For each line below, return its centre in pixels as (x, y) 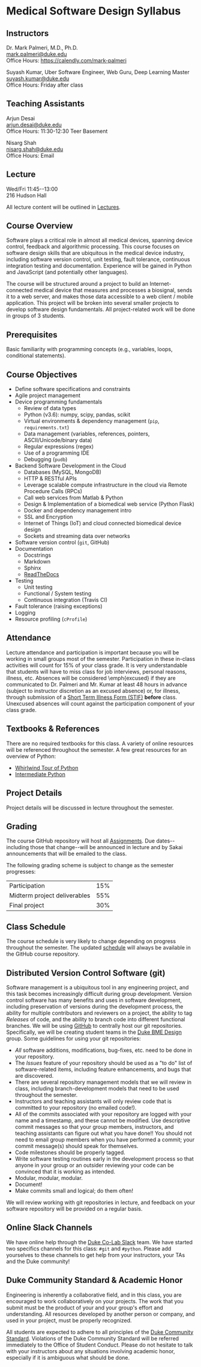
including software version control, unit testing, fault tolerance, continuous (98, 259)
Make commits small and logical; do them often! (74, 1190)
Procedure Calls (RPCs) (53, 491)
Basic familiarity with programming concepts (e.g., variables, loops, (89, 349)
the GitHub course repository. (43, 954)
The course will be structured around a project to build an (77, 284)
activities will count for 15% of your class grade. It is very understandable (97, 665)
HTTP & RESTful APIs (50, 479)
